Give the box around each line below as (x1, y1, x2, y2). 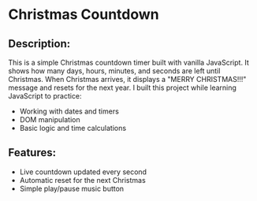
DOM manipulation (19, 115, 80, 124)
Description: (8, 37, 71, 50)
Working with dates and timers (19, 106, 120, 116)
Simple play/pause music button (19, 184, 125, 193)
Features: (8, 146, 57, 159)
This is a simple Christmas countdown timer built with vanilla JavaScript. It (8, 58, 250, 67)
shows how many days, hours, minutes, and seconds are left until (8, 66, 221, 76)
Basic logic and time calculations (19, 124, 127, 132)
